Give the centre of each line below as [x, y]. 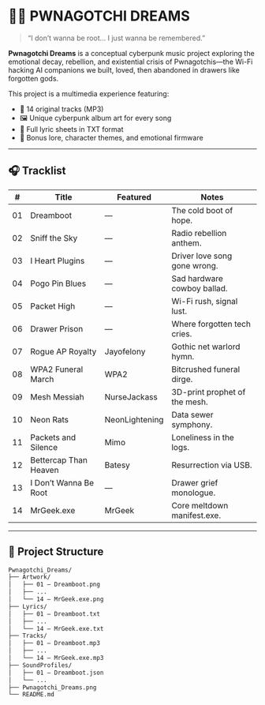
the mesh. [190, 402]
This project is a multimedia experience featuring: [89, 93]
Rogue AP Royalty [63, 351]
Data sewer [192, 414]
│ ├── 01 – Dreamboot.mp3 [54, 643]
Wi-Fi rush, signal [205, 301]
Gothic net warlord [206, 347]
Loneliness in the [203, 437]
